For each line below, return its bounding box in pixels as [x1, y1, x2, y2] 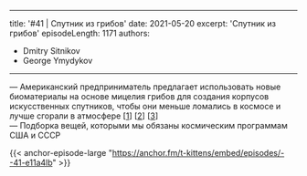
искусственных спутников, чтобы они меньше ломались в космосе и [9, 101, 281, 111]
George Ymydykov [22, 56, 93, 66]
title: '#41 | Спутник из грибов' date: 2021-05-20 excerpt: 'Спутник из [9, 18, 277, 28]
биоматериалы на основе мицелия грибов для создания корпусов [9, 91, 270, 101]
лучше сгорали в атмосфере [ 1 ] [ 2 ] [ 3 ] [9, 110, 159, 121]
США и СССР [9, 129, 61, 140]
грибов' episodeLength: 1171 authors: [9, 28, 151, 38]
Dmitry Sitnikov [22, 46, 80, 56]
